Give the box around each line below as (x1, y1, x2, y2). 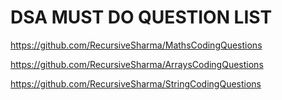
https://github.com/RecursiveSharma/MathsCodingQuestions (10, 39, 263, 51)
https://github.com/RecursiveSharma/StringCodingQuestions (10, 77, 262, 90)
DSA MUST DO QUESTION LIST (10, 6, 273, 29)
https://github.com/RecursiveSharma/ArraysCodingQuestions (10, 58, 264, 70)
